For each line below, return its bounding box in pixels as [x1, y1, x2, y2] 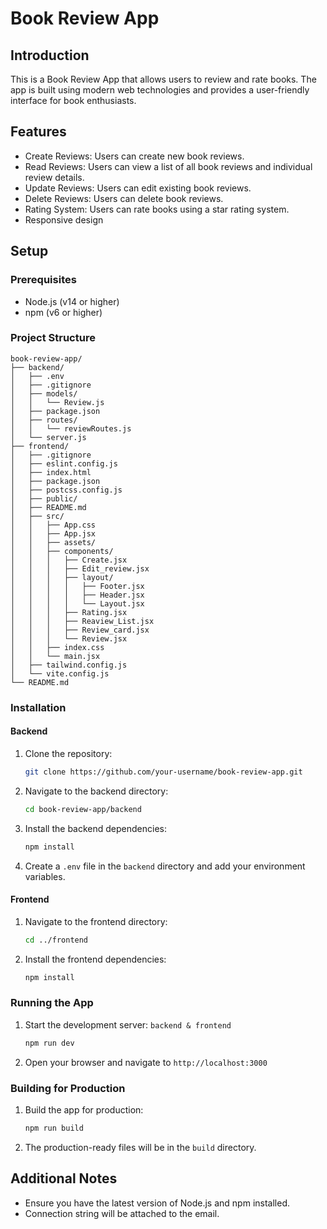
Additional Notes [10, 1170, 118, 1187]
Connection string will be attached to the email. [24, 1207, 220, 1219]
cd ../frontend [24, 935, 89, 945]
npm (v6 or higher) [24, 306, 103, 318]
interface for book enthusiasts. [10, 95, 137, 106]
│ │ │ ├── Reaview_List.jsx [10, 616, 155, 626]
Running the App [10, 996, 94, 1010]
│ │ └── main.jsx [10, 651, 101, 661]
